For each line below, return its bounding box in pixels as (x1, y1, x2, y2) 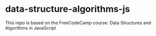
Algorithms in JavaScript (5, 25, 56, 31)
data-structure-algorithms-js (5, 3, 130, 15)
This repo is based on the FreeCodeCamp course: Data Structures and (5, 20, 151, 26)
